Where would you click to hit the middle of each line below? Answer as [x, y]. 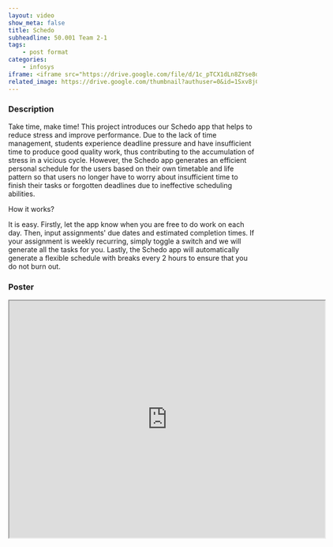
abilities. [22, 194]
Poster [21, 287]
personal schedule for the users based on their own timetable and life [121, 168]
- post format [45, 52]
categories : [28, 60]
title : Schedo [32, 30]
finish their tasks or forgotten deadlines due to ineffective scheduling [120, 185]
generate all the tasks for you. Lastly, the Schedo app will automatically [123, 249]
